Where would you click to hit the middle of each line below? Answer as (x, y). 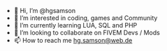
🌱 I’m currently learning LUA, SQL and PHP (75, 25)
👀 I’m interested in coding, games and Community (86, 18)
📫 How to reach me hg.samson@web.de (73, 40)
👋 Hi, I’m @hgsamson (44, 11)
